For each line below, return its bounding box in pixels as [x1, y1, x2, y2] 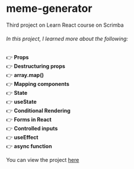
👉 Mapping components [6, 81, 70, 88]
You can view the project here [6, 157, 79, 164]
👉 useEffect [6, 134, 39, 141]
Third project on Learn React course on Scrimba [6, 21, 124, 28]
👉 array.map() [6, 72, 44, 79]
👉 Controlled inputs [6, 125, 58, 132]
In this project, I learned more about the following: [6, 35, 129, 42]
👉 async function [6, 143, 52, 150]
